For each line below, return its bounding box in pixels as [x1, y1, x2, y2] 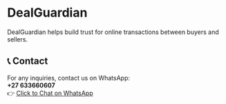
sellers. [7, 35, 28, 43]
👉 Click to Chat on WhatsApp [7, 89, 93, 97]
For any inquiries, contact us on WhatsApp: [7, 73, 130, 82]
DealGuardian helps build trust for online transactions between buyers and [7, 28, 219, 36]
